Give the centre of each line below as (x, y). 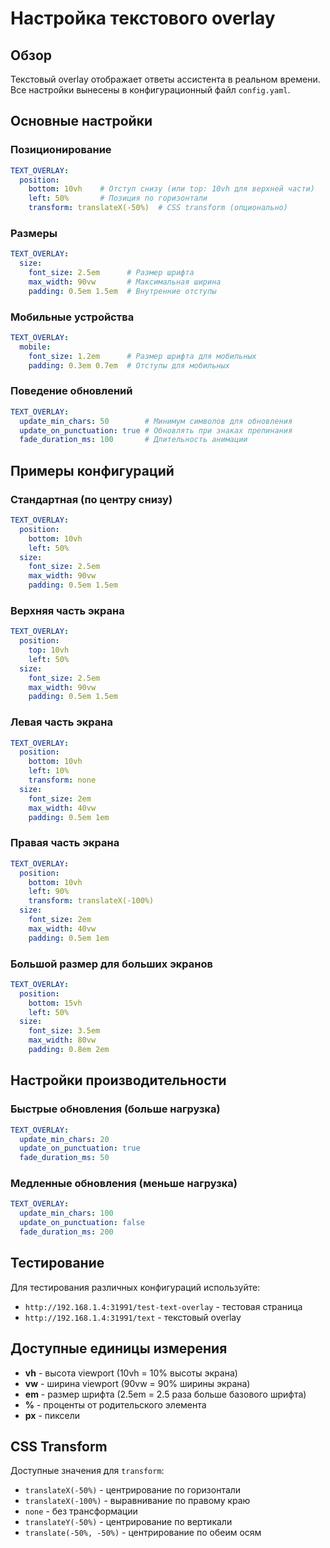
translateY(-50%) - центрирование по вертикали (128, 1522)
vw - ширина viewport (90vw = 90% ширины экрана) (137, 1383)
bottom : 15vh (55, 1003)
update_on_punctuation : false (82, 1223)
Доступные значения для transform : (87, 1471)
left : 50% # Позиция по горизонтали (118, 198)
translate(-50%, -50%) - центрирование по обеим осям (143, 1533)
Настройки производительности (118, 1080)
